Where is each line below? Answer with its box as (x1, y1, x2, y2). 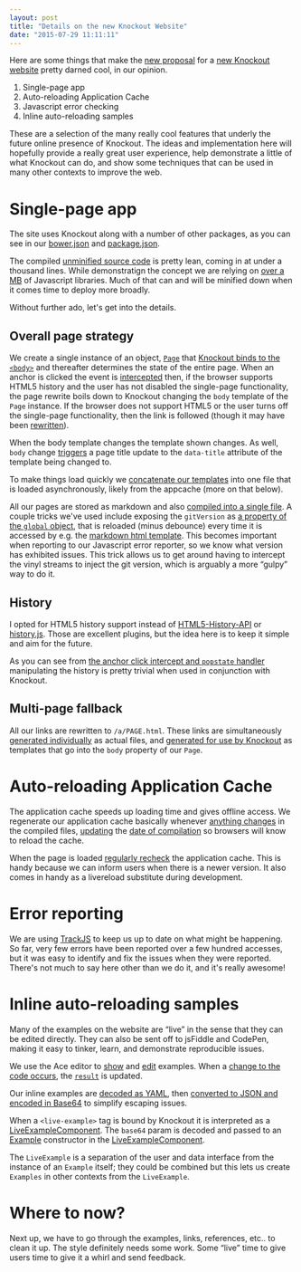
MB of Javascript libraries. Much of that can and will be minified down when (9, 275, 293, 286)
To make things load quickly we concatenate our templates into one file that (9, 474, 292, 485)
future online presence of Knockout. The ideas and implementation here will (9, 138, 292, 149)
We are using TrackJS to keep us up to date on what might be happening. (9, 933, 283, 944)
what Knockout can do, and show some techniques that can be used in (9, 158, 274, 168)
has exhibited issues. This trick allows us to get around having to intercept (9, 550, 286, 560)
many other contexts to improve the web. (9, 167, 163, 177)
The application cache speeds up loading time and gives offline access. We (9, 806, 291, 817)
